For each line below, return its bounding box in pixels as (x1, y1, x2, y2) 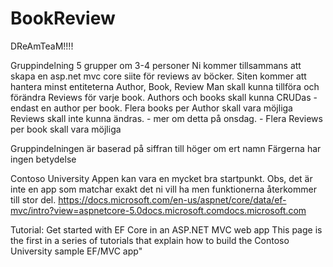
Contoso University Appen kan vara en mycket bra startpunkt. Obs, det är (10, 172, 313, 184)
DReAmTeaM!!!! (10, 40, 74, 52)
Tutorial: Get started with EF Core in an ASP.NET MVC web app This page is (10, 223, 323, 236)
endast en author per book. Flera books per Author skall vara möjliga (10, 102, 293, 114)
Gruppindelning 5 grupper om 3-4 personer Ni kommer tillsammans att (10, 59, 302, 71)
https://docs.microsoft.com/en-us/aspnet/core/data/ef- (58, 193, 287, 206)
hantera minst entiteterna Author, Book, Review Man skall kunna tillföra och (10, 80, 320, 92)
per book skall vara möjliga (10, 123, 122, 135)
